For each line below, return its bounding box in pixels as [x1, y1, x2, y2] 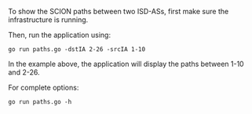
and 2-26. [8, 68, 40, 77]
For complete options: [8, 83, 79, 92]
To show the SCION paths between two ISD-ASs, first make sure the [8, 7, 229, 16]
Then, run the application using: [8, 31, 111, 39]
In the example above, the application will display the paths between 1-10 [8, 59, 245, 68]
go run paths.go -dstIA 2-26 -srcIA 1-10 [8, 46, 146, 53]
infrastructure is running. [8, 15, 89, 24]
